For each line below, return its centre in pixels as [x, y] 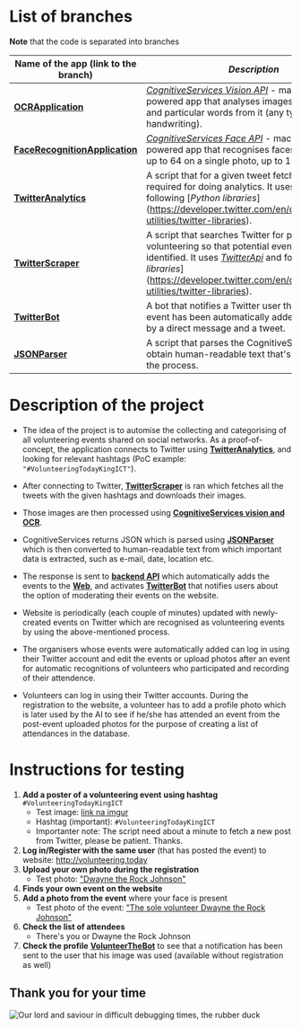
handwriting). [175, 123]
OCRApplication [49, 107]
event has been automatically [208, 316]
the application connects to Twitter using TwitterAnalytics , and [174, 449]
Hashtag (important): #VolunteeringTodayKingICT [125, 821]
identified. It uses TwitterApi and [214, 257]
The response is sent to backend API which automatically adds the [146, 576]
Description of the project [107, 405]
